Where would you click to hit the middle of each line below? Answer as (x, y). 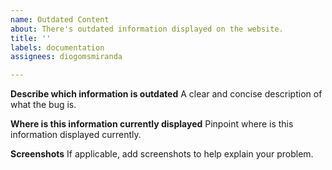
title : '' (31, 38)
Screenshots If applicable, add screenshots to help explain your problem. (162, 154)
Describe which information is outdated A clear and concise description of (166, 94)
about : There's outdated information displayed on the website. (147, 29)
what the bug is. (43, 105)
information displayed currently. (76, 135)
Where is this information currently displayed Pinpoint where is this (152, 124)
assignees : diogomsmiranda (66, 57)
